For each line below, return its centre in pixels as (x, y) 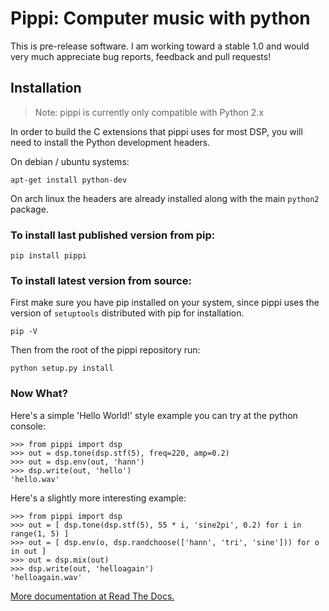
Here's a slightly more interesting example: (98, 498)
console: (28, 426)
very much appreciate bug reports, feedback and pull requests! (141, 56)
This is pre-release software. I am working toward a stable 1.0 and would (160, 46)
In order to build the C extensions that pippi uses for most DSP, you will (156, 131)
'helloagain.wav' (46, 577)
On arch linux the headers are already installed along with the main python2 (165, 198)
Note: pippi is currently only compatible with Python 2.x (149, 112)
